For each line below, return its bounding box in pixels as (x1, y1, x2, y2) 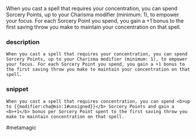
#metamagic (6, 124, 36, 131)
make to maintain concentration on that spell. (6, 114, 125, 120)
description (6, 38, 40, 46)
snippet (6, 85, 29, 93)
